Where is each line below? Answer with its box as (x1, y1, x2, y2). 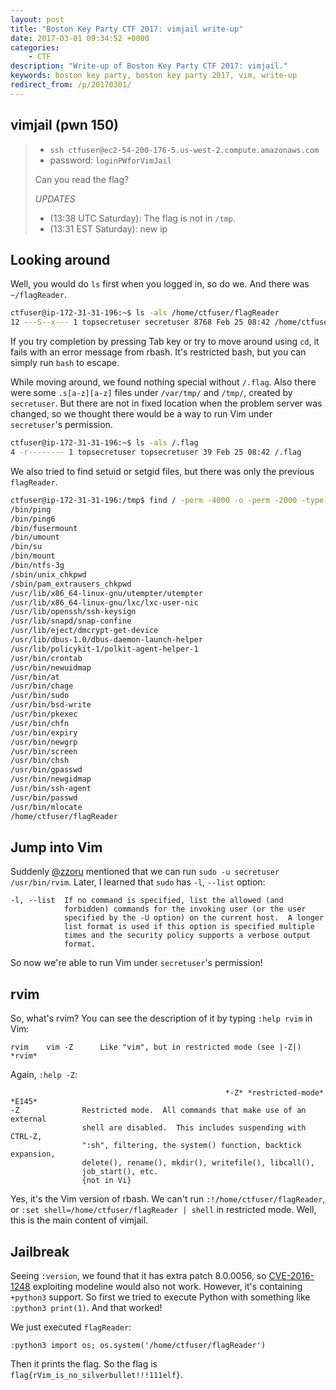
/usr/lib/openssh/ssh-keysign (10, 607, 137, 617)
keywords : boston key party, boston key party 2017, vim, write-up (10, 71, 298, 81)
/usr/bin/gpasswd (10, 765, 83, 775)
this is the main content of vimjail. (10, 1214, 149, 1226)
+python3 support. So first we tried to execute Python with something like (10, 1291, 311, 1303)
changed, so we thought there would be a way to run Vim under (10, 408, 273, 420)
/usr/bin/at (10, 672, 60, 682)
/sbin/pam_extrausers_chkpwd (10, 579, 132, 589)
